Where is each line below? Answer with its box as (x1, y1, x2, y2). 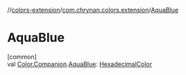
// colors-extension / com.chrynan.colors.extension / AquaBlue (7, 6, 179, 14)
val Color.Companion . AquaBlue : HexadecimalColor (7, 60, 153, 68)
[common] (7, 52, 37, 61)
